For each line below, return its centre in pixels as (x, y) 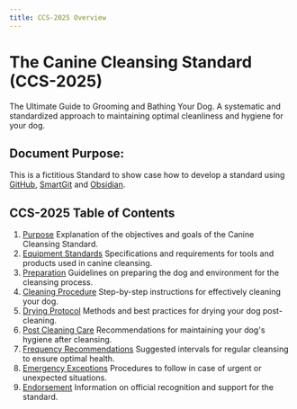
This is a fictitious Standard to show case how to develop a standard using (147, 175)
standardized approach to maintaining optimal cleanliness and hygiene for (146, 116)
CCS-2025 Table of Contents (92, 213)
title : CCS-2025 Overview (58, 18)
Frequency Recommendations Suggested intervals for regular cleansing (155, 349)
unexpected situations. (65, 378)
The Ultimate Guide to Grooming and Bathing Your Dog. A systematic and (145, 106)
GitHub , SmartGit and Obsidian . (67, 184)
